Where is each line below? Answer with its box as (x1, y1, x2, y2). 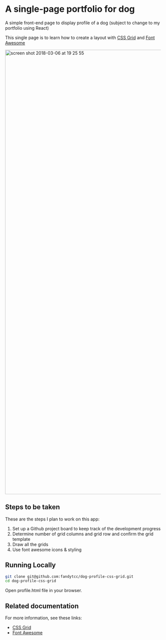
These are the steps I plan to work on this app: (5, 516, 100, 522)
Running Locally (5, 561, 56, 569)
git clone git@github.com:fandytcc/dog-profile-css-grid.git (5, 574, 134, 579)
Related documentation (5, 601, 79, 610)
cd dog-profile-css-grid (5, 579, 56, 584)
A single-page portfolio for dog (5, 3, 135, 15)
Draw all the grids (12, 541, 48, 547)
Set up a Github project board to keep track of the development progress (12, 525, 161, 531)
